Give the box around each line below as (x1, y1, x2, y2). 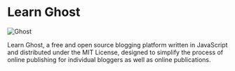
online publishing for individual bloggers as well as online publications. (7, 55, 212, 63)
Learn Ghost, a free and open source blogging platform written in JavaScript (7, 40, 228, 49)
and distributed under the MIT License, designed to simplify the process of (7, 48, 224, 56)
